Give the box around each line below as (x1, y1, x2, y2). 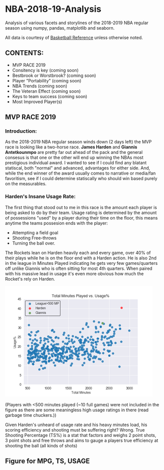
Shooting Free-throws (12, 235, 57, 241)
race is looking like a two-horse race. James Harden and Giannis (5, 144, 137, 150)
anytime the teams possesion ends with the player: (5, 220, 108, 226)
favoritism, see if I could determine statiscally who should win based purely (5, 176, 158, 181)
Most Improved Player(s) (12, 99, 62, 105)
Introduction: (5, 128, 37, 135)
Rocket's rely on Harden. (5, 276, 55, 282)
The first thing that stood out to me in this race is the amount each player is (5, 204, 157, 210)
